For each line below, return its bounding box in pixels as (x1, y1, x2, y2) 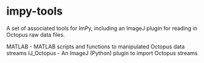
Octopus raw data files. (6, 31, 66, 38)
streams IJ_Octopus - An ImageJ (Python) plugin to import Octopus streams (6, 49, 198, 56)
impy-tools (6, 4, 63, 18)
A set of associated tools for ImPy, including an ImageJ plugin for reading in (6, 24, 198, 32)
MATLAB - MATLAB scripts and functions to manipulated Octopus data (6, 43, 185, 50)
